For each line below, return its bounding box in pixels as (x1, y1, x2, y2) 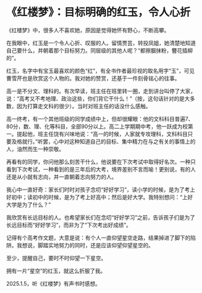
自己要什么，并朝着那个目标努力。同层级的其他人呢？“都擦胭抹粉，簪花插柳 (6, 46, 194, 54)
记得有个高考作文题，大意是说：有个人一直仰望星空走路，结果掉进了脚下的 (6, 234, 191, 241)
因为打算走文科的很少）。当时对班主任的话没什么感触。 (16, 102, 151, 109)
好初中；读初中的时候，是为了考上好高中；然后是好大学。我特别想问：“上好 (6, 193, 194, 200)
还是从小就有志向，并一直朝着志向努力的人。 (6, 173, 117, 180)
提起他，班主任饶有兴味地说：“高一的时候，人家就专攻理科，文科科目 (16, 130, 188, 137)
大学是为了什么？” (6, 201, 51, 208)
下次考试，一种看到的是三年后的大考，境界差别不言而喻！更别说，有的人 (16, 165, 196, 173)
